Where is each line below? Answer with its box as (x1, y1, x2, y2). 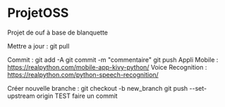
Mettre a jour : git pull (7, 42, 70, 50)
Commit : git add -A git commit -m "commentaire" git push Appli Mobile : (7, 55, 219, 64)
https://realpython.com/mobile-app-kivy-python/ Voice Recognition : (7, 63, 207, 71)
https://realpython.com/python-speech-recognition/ (7, 70, 159, 79)
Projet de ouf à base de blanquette (7, 28, 108, 37)
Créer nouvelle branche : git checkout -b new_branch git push (7, 84, 188, 92)
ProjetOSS (7, 5, 69, 21)
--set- (189, 84, 207, 92)
